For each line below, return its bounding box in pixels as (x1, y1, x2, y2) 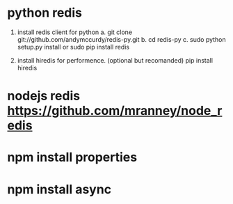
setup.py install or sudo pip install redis (17, 42, 130, 51)
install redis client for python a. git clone (17, 28, 133, 36)
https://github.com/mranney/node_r (7, 103, 223, 119)
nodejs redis (7, 88, 81, 104)
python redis (7, 5, 82, 21)
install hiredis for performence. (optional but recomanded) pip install (17, 56, 214, 64)
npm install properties (7, 150, 138, 165)
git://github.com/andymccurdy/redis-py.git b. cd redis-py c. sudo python (17, 35, 226, 43)
